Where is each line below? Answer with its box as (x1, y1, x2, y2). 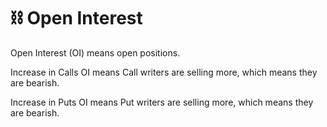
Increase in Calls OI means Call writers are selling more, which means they (10, 66, 318, 78)
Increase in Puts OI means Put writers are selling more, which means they (10, 96, 314, 108)
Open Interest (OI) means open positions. (10, 46, 181, 59)
